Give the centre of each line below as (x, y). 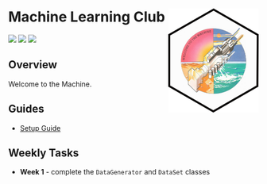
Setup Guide (40, 128)
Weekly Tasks (44, 153)
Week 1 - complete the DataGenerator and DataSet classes (115, 172)
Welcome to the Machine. (50, 84)
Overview (33, 65)
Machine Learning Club (87, 17)
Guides (27, 109)
